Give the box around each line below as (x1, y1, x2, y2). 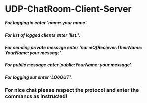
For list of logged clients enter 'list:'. (5, 32, 80, 38)
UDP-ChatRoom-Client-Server (5, 3, 132, 15)
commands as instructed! (5, 93, 68, 100)
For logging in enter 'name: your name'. (5, 20, 88, 25)
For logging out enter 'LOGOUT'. (5, 74, 72, 80)
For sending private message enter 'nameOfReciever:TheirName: (5, 44, 143, 50)
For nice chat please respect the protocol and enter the (5, 86, 139, 93)
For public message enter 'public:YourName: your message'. (5, 62, 133, 68)
